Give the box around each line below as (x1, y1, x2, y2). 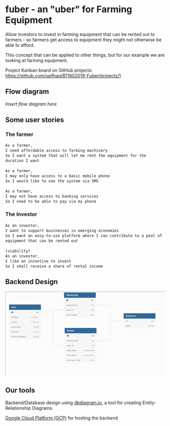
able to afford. (5, 42, 35, 48)
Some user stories (5, 116, 64, 124)
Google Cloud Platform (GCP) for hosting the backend (5, 415, 118, 421)
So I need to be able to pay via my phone (5, 199, 96, 204)
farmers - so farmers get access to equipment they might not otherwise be (5, 37, 162, 43)
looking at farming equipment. (5, 57, 69, 63)
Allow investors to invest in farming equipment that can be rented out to (5, 31, 155, 37)
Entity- (142, 400, 156, 406)
